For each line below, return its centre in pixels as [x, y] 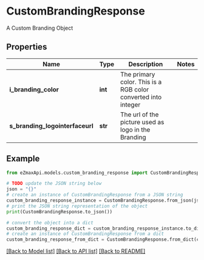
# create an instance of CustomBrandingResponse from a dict [85, 234]
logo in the [135, 130]
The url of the [140, 115]
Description [146, 64]
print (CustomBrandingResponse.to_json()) [59, 212]
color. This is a [141, 82]
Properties [27, 47]
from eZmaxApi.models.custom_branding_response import [77, 173]
